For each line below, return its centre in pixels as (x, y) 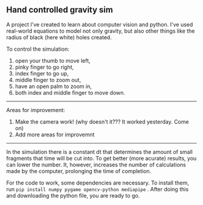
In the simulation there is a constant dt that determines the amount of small (100, 152)
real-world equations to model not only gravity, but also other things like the (101, 31)
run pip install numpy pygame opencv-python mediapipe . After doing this (98, 189)
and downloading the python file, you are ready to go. (73, 195)
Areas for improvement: (36, 110)
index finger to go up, (42, 73)
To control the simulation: (38, 49)
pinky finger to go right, (44, 67)
